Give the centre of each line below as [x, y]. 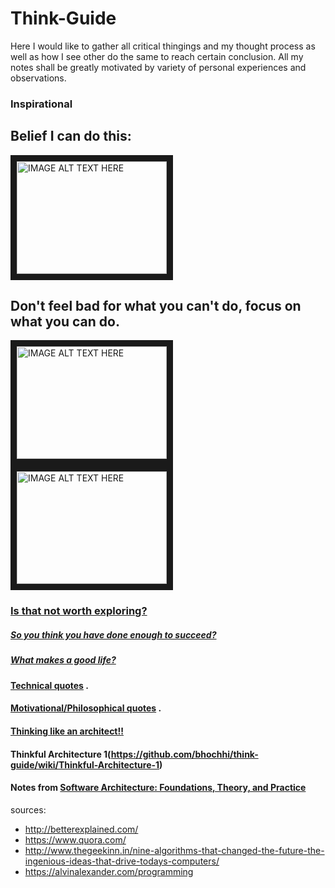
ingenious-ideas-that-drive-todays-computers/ [122, 861]
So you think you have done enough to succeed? [113, 635]
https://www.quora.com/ [75, 839]
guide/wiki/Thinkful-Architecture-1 [85, 764]
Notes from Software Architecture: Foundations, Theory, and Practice [158, 788]
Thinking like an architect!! [67, 731]
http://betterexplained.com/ [81, 829]
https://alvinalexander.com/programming [109, 871]
